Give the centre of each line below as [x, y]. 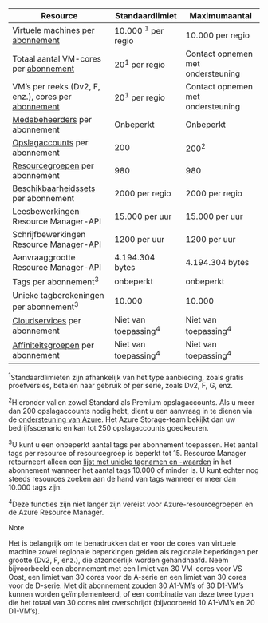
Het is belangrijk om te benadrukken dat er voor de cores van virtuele [122, 543]
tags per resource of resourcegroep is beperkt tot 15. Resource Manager [128, 453]
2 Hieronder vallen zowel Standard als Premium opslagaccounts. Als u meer [132, 401]
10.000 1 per [139, 30]
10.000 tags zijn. [35, 487]
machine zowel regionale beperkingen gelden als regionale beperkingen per [134, 552]
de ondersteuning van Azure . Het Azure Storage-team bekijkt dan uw [122, 419]
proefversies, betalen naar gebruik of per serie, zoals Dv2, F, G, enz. [121, 386]
